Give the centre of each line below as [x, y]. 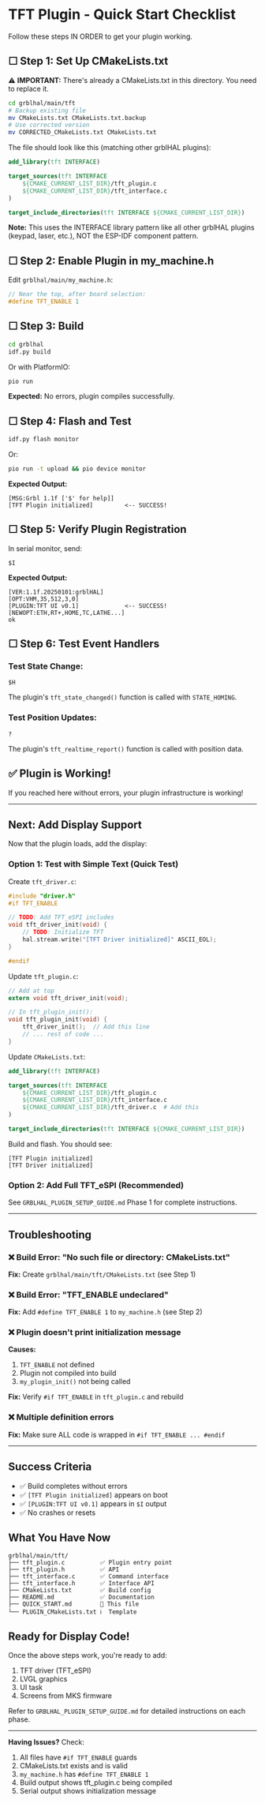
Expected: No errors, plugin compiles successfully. [91, 396]
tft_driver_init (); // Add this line [86, 1027]
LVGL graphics [43, 1679]
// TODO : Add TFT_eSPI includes [61, 917]
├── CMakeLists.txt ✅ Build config [80, 1591]
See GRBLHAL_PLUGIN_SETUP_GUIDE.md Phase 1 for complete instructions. [123, 1202]
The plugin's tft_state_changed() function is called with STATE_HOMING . [123, 697]
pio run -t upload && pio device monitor [77, 469]
